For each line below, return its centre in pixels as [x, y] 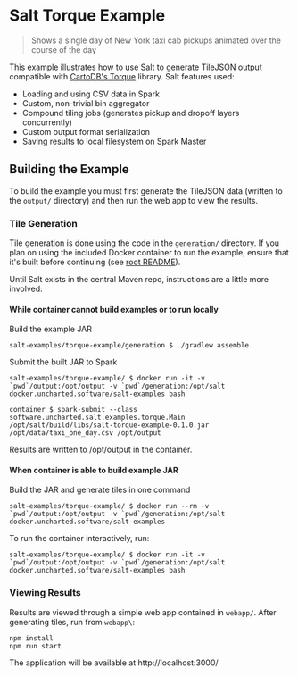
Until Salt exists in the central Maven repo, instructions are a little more [139, 280]
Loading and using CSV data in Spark [91, 94]
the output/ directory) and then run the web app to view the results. [134, 200]
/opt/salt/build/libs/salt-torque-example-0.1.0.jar [109, 425]
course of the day [63, 49]
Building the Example [69, 169]
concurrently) [47, 122]
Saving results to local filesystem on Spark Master [114, 141]
